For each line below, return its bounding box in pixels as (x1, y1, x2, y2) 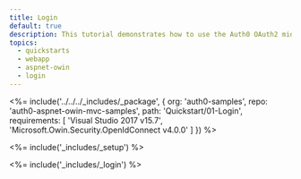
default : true (9, 21, 63, 30)
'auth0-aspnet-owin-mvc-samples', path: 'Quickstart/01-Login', (9, 105, 244, 116)
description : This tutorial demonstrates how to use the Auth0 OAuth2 (9, 30, 279, 38)
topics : (9, 38, 39, 47)
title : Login (9, 13, 58, 22)
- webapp (17, 55, 50, 64)
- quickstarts (17, 47, 70, 55)
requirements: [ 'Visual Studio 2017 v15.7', (9, 115, 163, 125)
